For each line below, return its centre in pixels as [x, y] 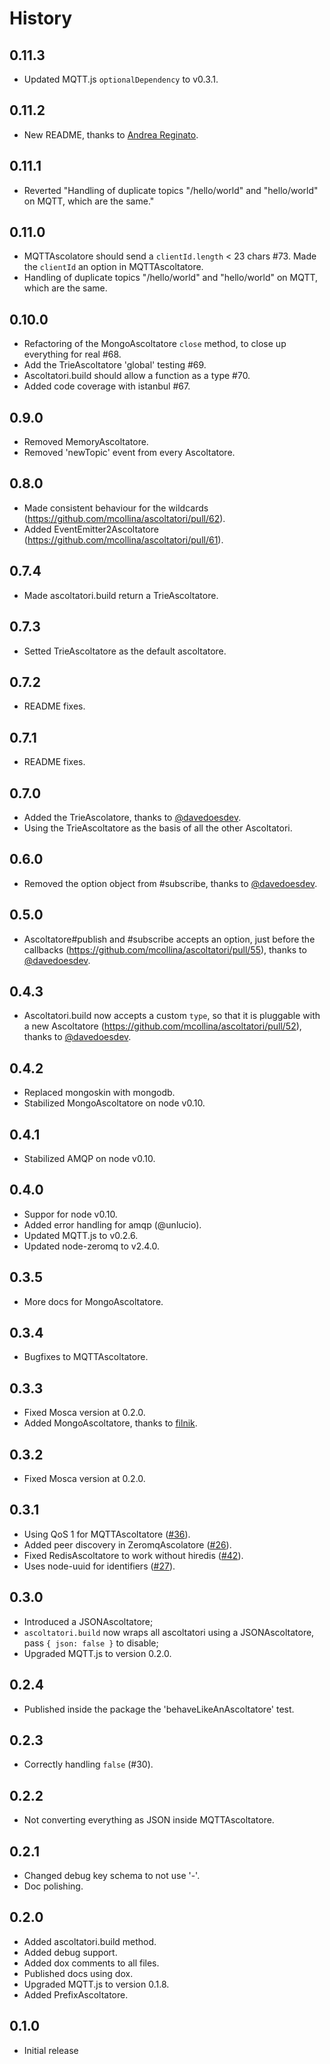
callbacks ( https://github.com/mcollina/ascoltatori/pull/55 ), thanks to [165, 949]
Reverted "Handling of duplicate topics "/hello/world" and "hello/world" [171, 190]
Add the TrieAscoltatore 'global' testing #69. [115, 365]
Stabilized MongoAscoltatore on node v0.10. [114, 1103]
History [41, 18]
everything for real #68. [72, 354]
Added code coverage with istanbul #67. [107, 386]
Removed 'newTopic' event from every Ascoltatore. [129, 453]
